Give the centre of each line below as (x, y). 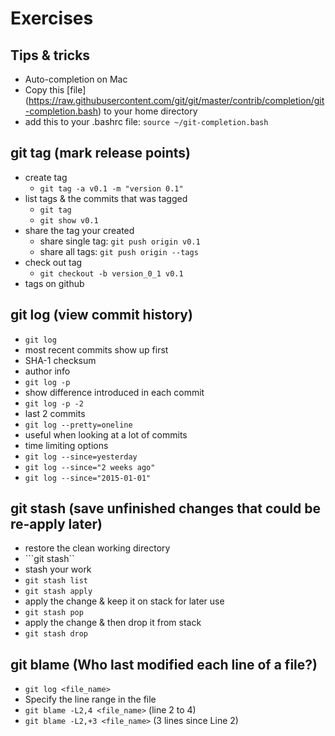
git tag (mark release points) (101, 153)
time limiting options (66, 445)
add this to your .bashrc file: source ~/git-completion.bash (146, 121)
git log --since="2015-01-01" (88, 478)
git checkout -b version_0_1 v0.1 (111, 273)
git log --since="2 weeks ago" (90, 467)
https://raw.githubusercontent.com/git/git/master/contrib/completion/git (176, 100)
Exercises (52, 18)
